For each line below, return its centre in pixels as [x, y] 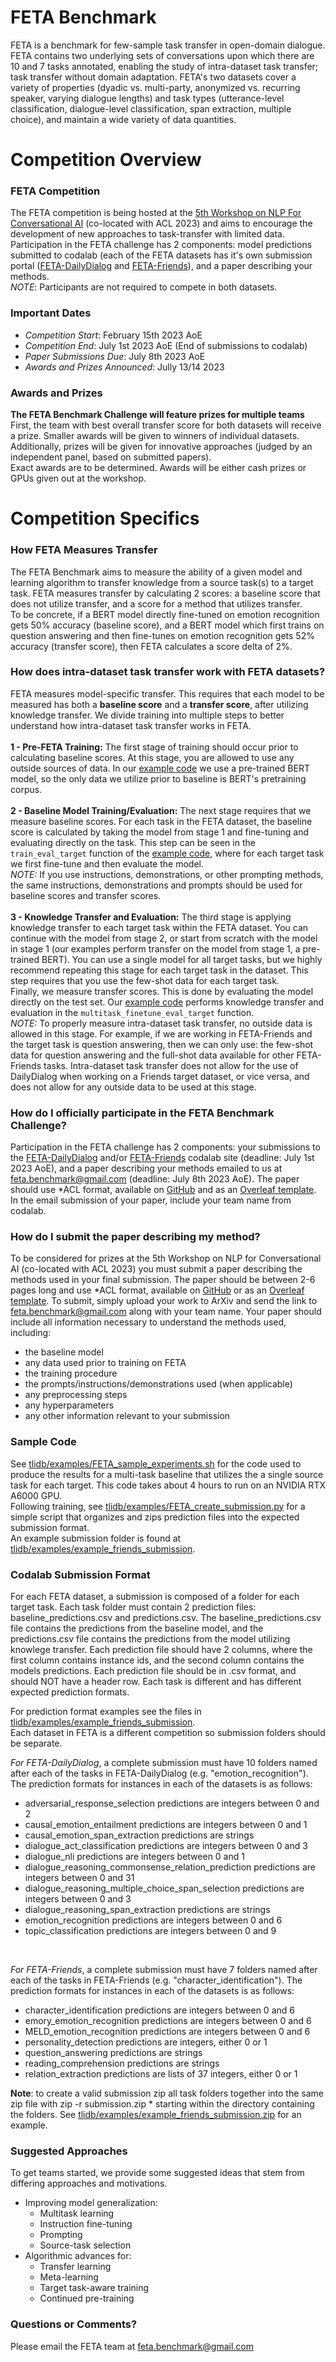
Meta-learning [69, 2277]
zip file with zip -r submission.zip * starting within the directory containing [162, 2103]
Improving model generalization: [91, 2203]
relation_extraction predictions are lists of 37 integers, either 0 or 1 [161, 2073]
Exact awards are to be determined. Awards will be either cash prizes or [158, 468]
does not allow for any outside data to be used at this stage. [133, 1087]
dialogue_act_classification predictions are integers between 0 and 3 [166, 1845]
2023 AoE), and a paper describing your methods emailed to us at [146, 1168]
